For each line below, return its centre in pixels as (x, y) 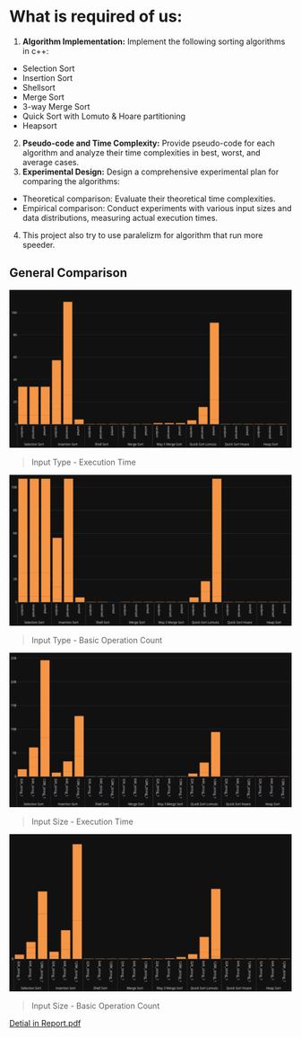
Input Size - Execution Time (82, 821)
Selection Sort (48, 68)
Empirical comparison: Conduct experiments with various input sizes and (157, 208)
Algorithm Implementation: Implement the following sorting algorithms (154, 41)
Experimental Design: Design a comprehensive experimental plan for (150, 172)
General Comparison (69, 273)
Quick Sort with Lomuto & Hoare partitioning (104, 116)
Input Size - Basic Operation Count (95, 1006)
